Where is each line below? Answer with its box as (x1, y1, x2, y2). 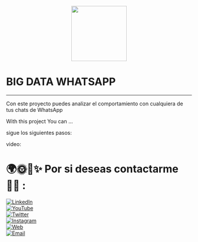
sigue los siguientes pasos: (6, 129, 72, 136)
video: (6, 140, 22, 147)
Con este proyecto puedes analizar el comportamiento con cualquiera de (6, 100, 184, 107)
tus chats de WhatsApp (6, 106, 63, 113)
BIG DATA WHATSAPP (6, 75, 116, 88)
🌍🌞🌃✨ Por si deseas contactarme (6, 163, 179, 176)
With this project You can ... (6, 118, 73, 125)
